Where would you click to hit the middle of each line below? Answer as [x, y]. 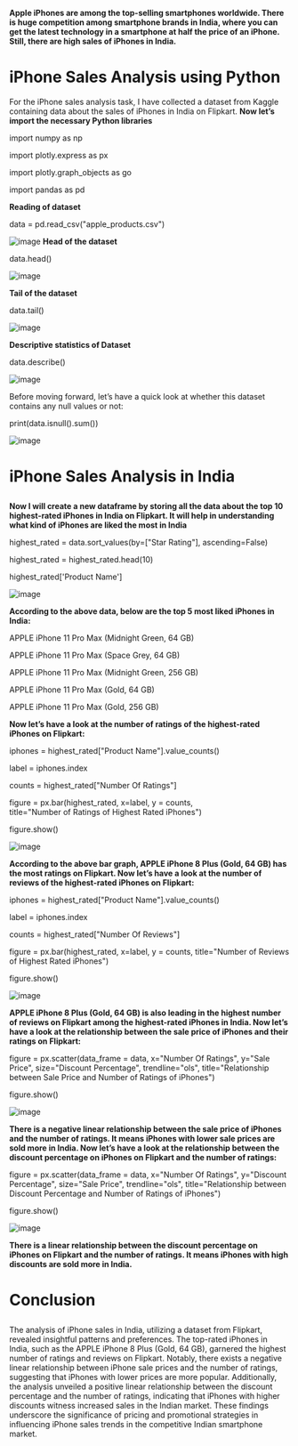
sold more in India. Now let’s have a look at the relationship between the [145, 1148]
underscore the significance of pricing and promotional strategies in [134, 1415]
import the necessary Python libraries [81, 120]
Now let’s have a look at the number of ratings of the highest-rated [135, 724]
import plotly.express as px [59, 155]
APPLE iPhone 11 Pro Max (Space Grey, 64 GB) [95, 655]
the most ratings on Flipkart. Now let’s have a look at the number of [136, 873]
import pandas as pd [47, 190]
